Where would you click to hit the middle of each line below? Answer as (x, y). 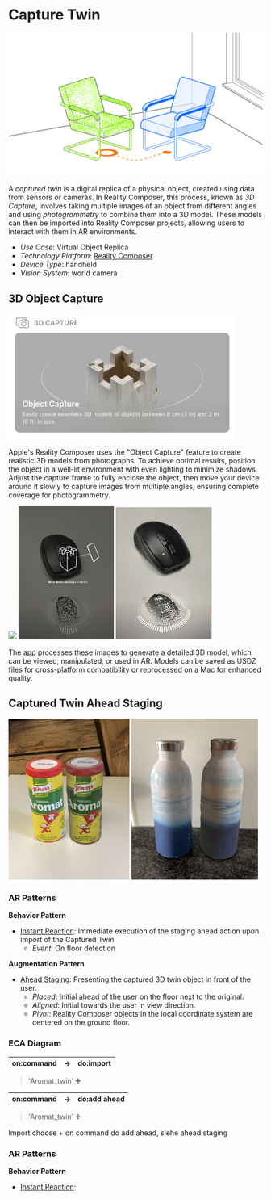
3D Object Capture (56, 298)
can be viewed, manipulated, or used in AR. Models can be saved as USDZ (132, 661)
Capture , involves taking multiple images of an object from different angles (133, 206)
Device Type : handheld (58, 265)
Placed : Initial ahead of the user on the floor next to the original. (138, 997)
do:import (94, 1063)
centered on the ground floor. (81, 1022)
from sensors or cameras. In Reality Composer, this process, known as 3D (131, 197)
